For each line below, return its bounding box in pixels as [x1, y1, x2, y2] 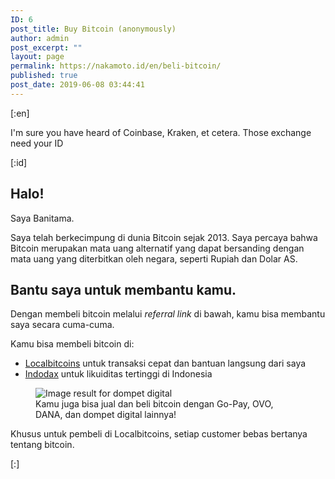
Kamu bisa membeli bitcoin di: [10, 338, 135, 350]
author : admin [10, 33, 70, 43]
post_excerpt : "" [10, 42, 83, 53]
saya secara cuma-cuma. [10, 319, 115, 331]
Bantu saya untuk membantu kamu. [10, 281, 237, 298]
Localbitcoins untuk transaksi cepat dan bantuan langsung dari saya [24, 357, 307, 370]
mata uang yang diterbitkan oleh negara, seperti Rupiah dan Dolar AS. [10, 252, 298, 265]
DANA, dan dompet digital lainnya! [35, 409, 177, 421]
